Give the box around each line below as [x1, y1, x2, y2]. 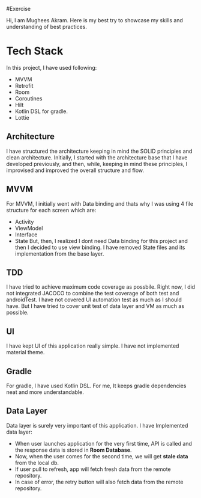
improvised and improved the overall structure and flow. [6, 167, 145, 174]
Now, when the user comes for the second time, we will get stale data [14, 452, 188, 460]
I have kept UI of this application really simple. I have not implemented [6, 342, 179, 349]
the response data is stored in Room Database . [14, 446, 132, 453]
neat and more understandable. [6, 389, 84, 396]
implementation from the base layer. [14, 250, 104, 257]
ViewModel [14, 224, 43, 232]
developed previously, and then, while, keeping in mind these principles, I [6, 160, 188, 167]
